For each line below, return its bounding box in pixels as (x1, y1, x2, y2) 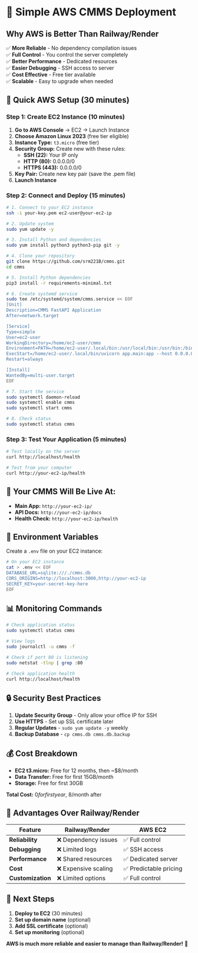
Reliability (9, 835, 38, 844)
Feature (19, 825, 41, 834)
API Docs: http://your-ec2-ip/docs (14, 508, 102, 515)
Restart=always (6, 357, 44, 363)
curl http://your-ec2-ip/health (6, 470, 85, 476)
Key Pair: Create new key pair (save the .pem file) (14, 170, 136, 177)
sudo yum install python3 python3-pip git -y (6, 242, 120, 249)
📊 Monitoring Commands (6, 603, 103, 613)
